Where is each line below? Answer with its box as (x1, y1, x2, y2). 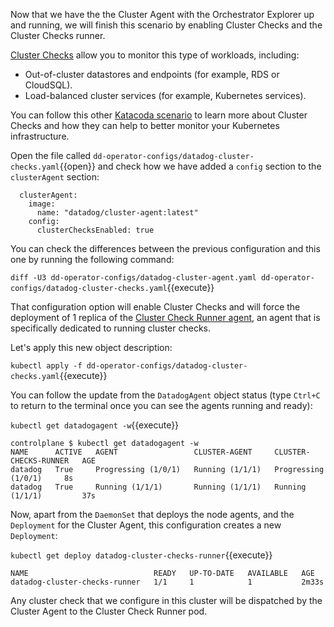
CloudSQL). (24, 79, 73, 91)
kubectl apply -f (10, 361, 83, 371)
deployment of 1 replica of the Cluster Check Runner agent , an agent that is (10, 312, 321, 323)
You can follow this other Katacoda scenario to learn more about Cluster (10, 109, 308, 121)
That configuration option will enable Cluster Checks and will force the (10, 301, 301, 313)
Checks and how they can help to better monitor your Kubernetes (10, 120, 280, 131)
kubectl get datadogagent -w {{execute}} (10, 419, 180, 431)
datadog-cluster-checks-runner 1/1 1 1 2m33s (10, 577, 325, 587)
